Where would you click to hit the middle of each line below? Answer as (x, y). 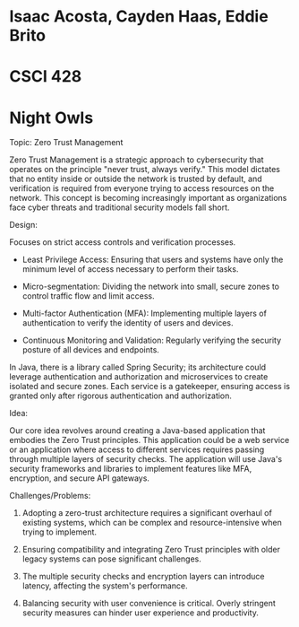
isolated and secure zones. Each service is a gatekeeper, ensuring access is (150, 387)
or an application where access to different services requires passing (137, 449)
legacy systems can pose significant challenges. (111, 559)
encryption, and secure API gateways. (80, 478)
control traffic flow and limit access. (88, 296)
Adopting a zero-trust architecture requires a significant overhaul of (147, 513)
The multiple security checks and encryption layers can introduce (143, 577)
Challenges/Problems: (50, 496)
